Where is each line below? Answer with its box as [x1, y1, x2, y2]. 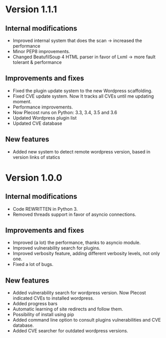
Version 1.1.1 [5, 4, 57, 15]
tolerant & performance [12, 59, 62, 65]
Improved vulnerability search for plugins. [12, 245, 101, 251]
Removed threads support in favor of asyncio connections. [12, 211, 136, 217]
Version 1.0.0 [5, 172, 62, 184]
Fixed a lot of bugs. [12, 261, 54, 267]
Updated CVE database [12, 120, 62, 126]
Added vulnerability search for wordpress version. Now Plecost [12, 290, 147, 296]
